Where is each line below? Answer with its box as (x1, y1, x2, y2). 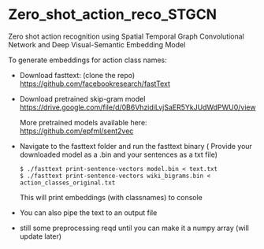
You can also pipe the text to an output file (19, 207, 158, 217)
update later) (19, 231, 61, 241)
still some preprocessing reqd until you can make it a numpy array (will (19, 223, 250, 232)
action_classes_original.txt (19, 179, 116, 187)
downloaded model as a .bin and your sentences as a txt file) (19, 150, 218, 159)
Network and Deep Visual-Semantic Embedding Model (8, 39, 186, 49)
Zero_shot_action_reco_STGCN (8, 6, 218, 24)
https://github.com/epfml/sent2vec (19, 126, 134, 136)
